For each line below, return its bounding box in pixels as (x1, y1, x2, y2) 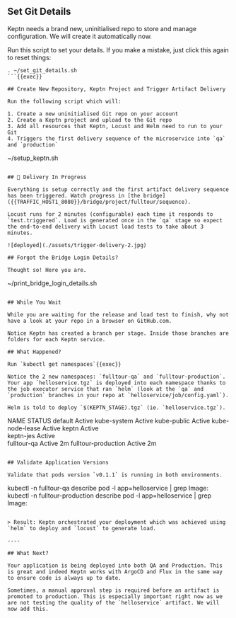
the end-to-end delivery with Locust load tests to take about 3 (7, 223, 203, 230)
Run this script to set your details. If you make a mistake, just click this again (7, 45, 230, 54)
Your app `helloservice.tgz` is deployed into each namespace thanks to (7, 379, 226, 387)
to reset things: (7, 53, 52, 62)
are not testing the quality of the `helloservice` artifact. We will (7, 599, 220, 606)
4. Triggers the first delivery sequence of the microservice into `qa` (7, 135, 226, 142)
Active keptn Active (42, 424, 99, 433)
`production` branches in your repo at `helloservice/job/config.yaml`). (7, 391, 230, 399)
